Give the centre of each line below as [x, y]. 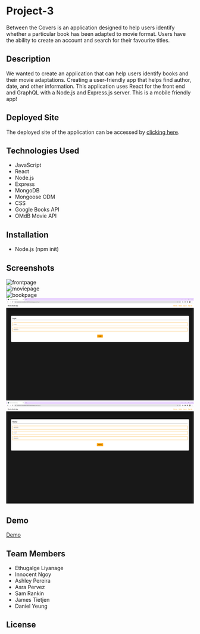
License [21, 625]
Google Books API [37, 210]
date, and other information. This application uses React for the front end [96, 86]
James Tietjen [32, 599]
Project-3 [30, 11]
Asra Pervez [30, 587]
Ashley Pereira [32, 580]
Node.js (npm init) [37, 249]
